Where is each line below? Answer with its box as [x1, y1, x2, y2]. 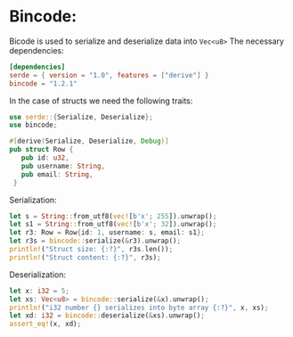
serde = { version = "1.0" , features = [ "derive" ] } [9, 70, 209, 79]
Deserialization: [9, 269, 67, 280]
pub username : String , [20, 161, 105, 170]
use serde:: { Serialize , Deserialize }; [9, 112, 153, 121]
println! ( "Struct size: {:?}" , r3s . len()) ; [9, 245, 174, 254]
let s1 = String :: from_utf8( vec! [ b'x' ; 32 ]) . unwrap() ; [9, 220, 217, 229]
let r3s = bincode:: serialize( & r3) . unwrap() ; [9, 236, 181, 246]
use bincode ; [9, 120, 58, 130]
